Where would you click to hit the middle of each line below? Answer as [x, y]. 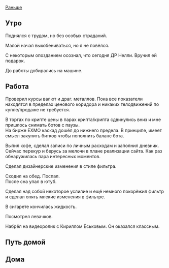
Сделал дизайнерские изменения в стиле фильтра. [61, 166]
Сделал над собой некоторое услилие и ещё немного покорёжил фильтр [84, 191]
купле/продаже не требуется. [38, 109]
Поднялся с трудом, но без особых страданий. [56, 36]
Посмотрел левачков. [29, 216]
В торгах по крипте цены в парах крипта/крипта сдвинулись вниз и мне [83, 120]
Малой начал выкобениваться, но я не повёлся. [57, 45]
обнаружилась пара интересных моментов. [53, 156]
